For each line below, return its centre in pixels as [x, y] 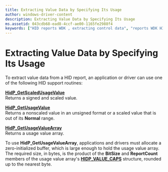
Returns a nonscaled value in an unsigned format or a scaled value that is [81, 113]
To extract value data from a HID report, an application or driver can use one [84, 77]
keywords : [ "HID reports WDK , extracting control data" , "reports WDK [81, 28]
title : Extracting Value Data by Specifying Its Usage [63, 10]
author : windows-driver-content [39, 14]
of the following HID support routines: [44, 83]
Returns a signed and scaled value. [41, 98]
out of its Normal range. [30, 118]
